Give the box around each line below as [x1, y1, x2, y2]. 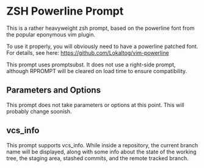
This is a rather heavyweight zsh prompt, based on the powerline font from [6, 24, 195, 32]
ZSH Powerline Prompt [6, 4, 124, 18]
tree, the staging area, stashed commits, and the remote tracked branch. [6, 154, 189, 162]
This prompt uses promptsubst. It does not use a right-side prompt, [6, 61, 176, 68]
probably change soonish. [6, 108, 72, 115]
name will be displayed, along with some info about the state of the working [6, 148, 197, 155]
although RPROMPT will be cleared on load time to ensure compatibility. [6, 67, 188, 74]
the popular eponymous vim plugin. [6, 30, 96, 38]
